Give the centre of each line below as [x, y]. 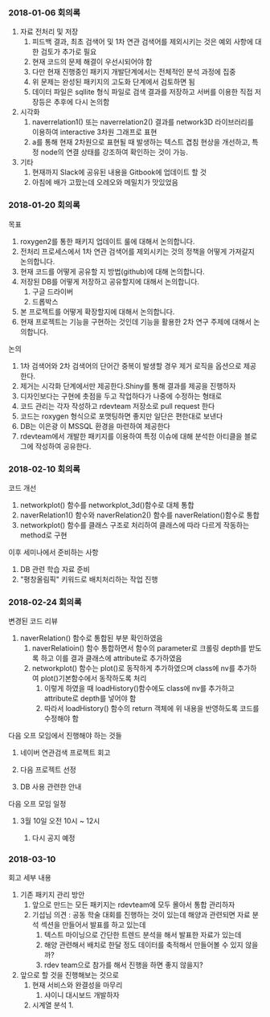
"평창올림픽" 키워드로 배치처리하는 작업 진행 [89, 579]
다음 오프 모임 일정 [37, 804]
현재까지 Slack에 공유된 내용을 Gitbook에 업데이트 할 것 [119, 172]
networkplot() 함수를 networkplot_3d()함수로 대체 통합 [107, 504]
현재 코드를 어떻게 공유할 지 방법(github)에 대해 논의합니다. [112, 272]
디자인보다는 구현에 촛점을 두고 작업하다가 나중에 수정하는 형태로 [121, 396]
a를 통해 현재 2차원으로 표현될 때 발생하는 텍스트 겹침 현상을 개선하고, [141, 142]
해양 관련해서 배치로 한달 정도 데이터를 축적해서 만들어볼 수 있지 [143, 945]
